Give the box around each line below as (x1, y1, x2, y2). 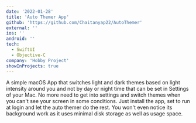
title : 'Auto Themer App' (6, 14, 69, 20)
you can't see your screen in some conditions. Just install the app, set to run (6, 98, 190, 105)
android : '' (6, 36, 35, 42)
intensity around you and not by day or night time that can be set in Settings (6, 86, 189, 93)
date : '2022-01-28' (6, 8, 54, 15)
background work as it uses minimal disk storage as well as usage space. (6, 110, 183, 117)
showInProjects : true (6, 63, 59, 69)
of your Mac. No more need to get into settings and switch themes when (6, 91, 181, 98)
